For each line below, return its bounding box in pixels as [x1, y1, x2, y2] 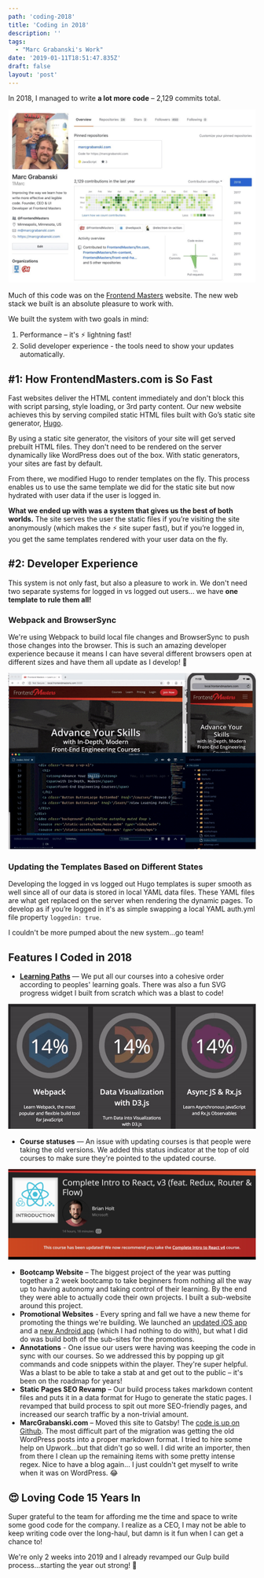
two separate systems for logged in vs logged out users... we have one [8, 586, 238, 595]
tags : [8, 38, 26, 46]
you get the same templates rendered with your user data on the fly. [8, 534, 229, 544]
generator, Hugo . [8, 418, 64, 428]
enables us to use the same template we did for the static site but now [8, 482, 236, 492]
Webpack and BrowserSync [8, 614, 116, 625]
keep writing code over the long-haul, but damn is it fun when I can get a [8, 1528, 244, 1538]
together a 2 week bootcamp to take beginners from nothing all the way [19, 1276, 252, 1285]
